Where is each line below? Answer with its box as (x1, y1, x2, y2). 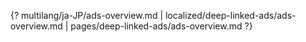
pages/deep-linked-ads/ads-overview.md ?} (70, 20, 253, 32)
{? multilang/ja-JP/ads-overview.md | (10, 10, 164, 21)
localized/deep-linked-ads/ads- (164, 10, 297, 21)
